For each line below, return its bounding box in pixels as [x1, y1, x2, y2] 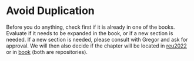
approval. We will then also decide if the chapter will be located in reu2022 [6, 42, 187, 49]
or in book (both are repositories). [6, 48, 88, 55]
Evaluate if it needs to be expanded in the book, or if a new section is [6, 29, 173, 36]
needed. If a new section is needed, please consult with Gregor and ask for [6, 36, 188, 43]
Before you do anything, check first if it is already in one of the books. [6, 23, 175, 30]
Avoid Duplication [6, 4, 95, 18]
